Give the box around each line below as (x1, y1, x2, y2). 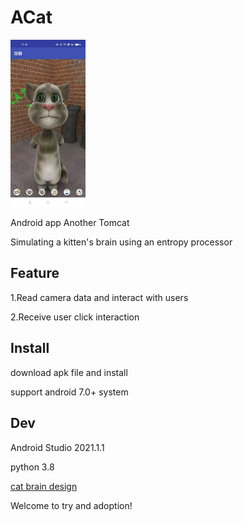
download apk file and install (10, 366, 128, 378)
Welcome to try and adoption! (10, 499, 133, 511)
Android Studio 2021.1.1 (10, 441, 105, 453)
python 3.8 (10, 461, 55, 473)
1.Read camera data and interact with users (10, 291, 189, 303)
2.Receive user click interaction (10, 311, 140, 323)
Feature (10, 265, 60, 282)
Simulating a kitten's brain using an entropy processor (10, 236, 233, 248)
